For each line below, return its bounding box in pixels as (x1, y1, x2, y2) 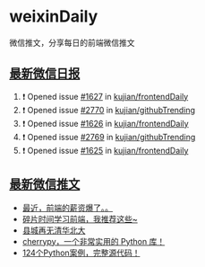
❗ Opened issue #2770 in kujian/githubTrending (21, 104, 195, 115)
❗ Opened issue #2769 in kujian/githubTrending (21, 131, 196, 142)
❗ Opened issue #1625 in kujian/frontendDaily (21, 145, 189, 156)
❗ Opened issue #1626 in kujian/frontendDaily (21, 118, 190, 129)
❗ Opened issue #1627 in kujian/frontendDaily (21, 91, 189, 102)
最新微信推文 (9, 177, 81, 192)
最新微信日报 (9, 66, 81, 82)
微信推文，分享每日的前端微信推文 (9, 37, 135, 48)
